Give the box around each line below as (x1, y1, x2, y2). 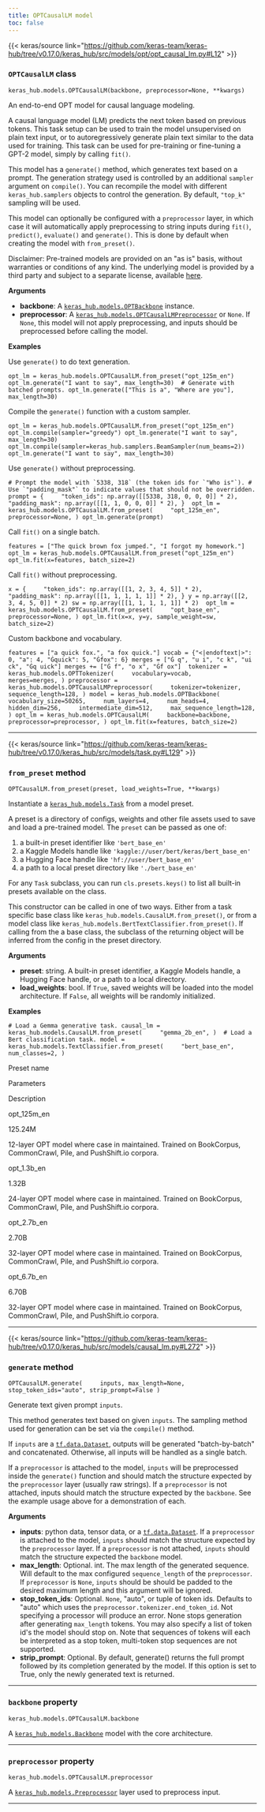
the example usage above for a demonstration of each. (8, 1496, 187, 1506)
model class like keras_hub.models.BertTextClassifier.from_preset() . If (8, 919, 244, 928)
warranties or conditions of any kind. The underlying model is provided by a (8, 262, 255, 271)
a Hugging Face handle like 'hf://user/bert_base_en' (19, 855, 196, 864)
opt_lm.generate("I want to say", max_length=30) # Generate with (8, 379, 235, 387)
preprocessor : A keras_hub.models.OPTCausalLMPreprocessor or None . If (19, 309, 251, 319)
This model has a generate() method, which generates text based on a (8, 164, 238, 174)
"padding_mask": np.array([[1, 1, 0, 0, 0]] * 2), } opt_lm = (8, 499, 221, 507)
